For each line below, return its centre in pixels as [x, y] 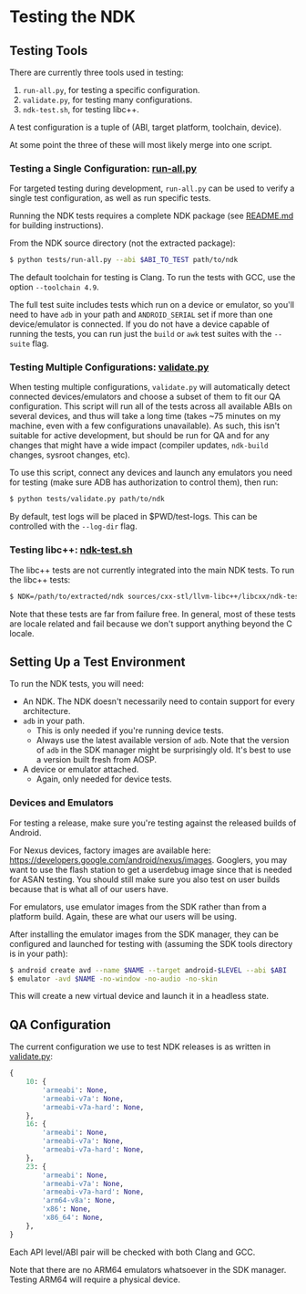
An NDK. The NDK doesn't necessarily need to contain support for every [159, 701]
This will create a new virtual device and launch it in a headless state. [139, 996]
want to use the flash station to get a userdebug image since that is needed [151, 869]
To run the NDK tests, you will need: [76, 684]
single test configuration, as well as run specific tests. [110, 198]
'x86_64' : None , [73, 1218]
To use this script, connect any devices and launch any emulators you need [151, 473]
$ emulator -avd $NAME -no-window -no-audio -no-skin [114, 979]
